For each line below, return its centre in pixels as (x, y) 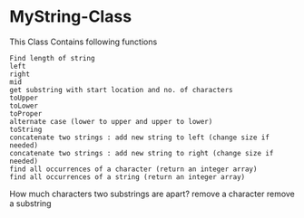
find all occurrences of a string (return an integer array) (127, 177)
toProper (26, 114)
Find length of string (52, 58)
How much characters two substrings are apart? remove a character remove (152, 194)
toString (26, 129)
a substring (30, 203)
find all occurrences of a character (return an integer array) (133, 169)
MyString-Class (71, 17)
